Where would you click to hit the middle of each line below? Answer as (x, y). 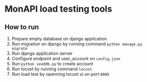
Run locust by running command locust (52, 69)
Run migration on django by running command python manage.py (77, 44)
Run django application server (42, 53)
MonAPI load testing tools (59, 9)
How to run (22, 27)
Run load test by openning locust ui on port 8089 (60, 74)
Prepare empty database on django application (59, 39)
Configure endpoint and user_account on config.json (66, 59)
